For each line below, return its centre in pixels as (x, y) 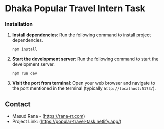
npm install (24, 50)
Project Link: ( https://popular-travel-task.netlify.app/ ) (67, 121)
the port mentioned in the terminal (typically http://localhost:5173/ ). (84, 88)
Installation (19, 24)
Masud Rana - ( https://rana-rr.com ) (48, 116)
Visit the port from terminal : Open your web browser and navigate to (84, 83)
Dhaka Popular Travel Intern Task (75, 9)
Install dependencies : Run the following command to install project (81, 35)
